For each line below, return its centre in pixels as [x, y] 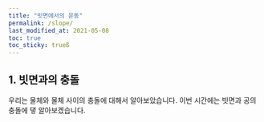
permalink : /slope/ [41, 23]
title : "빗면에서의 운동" [46, 16]
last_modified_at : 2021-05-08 [59, 30]
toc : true [25, 38]
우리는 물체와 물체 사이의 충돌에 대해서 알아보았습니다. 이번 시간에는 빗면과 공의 [132, 100]
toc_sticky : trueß [39, 45]
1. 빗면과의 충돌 [44, 79]
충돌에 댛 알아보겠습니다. [47, 110]
